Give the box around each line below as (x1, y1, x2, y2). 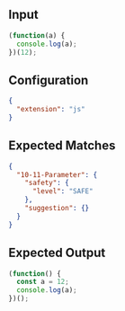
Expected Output (8, 245, 106, 261)
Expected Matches (8, 138, 116, 154)
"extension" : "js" (16, 105, 86, 114)
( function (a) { (8, 31, 66, 40)
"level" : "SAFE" (31, 187, 94, 196)
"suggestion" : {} (24, 204, 90, 213)
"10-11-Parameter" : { (16, 170, 98, 179)
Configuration (8, 72, 89, 88)
